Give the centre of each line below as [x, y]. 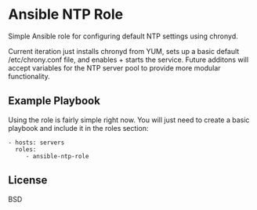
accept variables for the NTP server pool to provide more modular [114, 67]
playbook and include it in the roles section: [78, 128]
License [28, 181]
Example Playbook [54, 101]
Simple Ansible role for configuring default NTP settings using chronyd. [123, 36]
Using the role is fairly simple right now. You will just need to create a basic [129, 120]
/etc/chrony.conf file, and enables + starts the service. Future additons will [128, 60]
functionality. [29, 76]
